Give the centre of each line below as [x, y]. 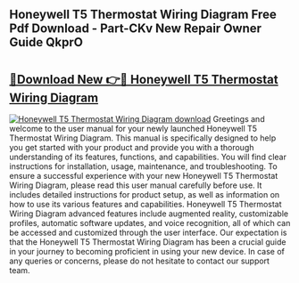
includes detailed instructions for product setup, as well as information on [145, 194]
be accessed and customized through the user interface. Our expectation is [148, 232]
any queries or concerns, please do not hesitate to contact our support [140, 261]
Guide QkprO [46, 42]
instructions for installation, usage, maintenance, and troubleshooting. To [144, 166]
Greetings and [239, 119]
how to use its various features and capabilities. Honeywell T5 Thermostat [146, 204]
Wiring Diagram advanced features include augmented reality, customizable [149, 214]
